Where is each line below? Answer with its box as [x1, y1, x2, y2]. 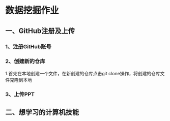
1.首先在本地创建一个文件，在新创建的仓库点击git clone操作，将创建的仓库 [5, 70, 160, 76]
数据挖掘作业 [5, 5, 60, 16]
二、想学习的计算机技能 [5, 108, 79, 117]
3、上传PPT [5, 90, 35, 98]
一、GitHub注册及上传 [5, 26, 75, 35]
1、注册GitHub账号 [5, 43, 52, 50]
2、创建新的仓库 [5, 58, 45, 65]
